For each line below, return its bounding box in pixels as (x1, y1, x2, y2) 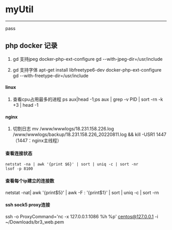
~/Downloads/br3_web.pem (5, 219, 64, 225)
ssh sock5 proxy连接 (5, 202, 50, 208)
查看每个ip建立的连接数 (5, 177, 55, 183)
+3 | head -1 (12, 102, 39, 108)
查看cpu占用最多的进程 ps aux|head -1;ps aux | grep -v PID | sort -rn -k (12, 96, 163, 102)
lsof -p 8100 (5, 166, 33, 172)
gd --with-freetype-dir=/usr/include (12, 73, 89, 79)
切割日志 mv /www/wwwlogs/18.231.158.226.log (12, 126, 114, 132)
